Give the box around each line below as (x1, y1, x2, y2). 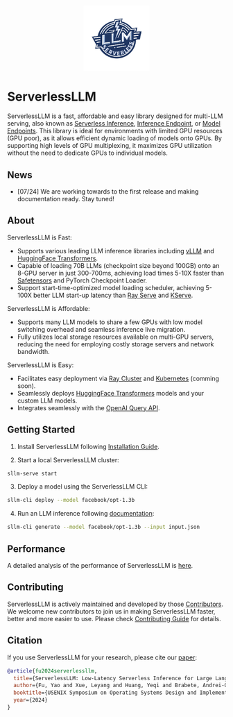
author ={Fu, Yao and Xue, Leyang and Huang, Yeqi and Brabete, (13, 682, 200, 689)
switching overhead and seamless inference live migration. (17, 325, 186, 333)
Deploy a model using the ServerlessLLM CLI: (17, 482, 148, 491)
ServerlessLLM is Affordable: (7, 304, 90, 312)
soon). (17, 381, 36, 390)
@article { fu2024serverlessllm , (7, 667, 98, 675)
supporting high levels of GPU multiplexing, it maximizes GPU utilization (7, 142, 212, 150)
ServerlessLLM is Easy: (7, 360, 74, 369)
